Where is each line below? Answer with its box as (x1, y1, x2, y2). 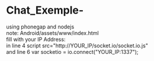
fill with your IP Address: (6, 36, 66, 43)
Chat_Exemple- (6, 4, 84, 17)
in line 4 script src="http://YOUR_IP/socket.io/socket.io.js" (6, 42, 148, 49)
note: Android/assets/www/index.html (6, 29, 99, 36)
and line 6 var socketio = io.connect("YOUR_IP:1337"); (6, 48, 139, 55)
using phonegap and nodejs (6, 23, 75, 30)
